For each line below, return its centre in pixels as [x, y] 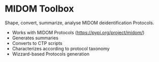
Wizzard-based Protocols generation [51, 54]
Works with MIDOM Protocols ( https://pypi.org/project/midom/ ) [78, 32]
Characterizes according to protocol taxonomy [61, 48]
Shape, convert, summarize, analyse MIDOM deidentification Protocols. [80, 23]
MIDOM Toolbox [39, 9]
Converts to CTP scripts [37, 43]
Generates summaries [35, 38]
